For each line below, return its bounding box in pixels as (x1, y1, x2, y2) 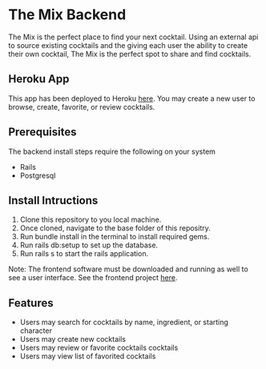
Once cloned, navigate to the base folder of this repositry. (19, 223, 211, 233)
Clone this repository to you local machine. (19, 215, 162, 225)
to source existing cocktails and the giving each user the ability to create (8, 40, 248, 50)
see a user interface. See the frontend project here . (8, 273, 178, 283)
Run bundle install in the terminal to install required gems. (19, 232, 210, 242)
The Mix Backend (8, 6, 127, 24)
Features (8, 296, 54, 310)
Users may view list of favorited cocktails (19, 351, 156, 361)
